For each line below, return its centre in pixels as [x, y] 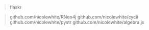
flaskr [16, 7]
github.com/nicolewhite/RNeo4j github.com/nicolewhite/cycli [74, 17]
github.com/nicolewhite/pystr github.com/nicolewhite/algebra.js [77, 22]
